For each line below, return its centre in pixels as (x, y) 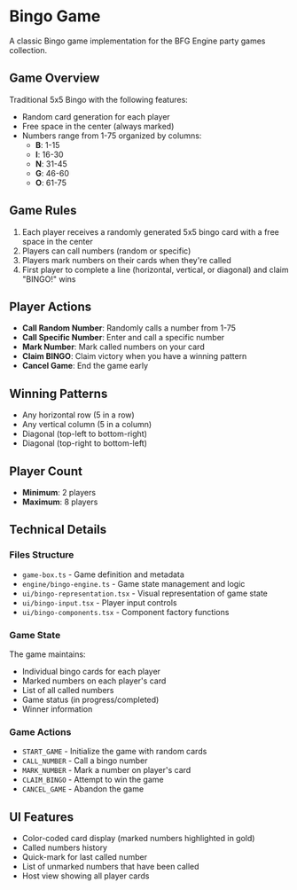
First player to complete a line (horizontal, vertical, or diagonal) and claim (156, 269)
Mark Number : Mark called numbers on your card (113, 347)
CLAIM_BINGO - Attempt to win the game (93, 780)
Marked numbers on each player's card (94, 681)
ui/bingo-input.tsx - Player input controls (99, 602)
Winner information (57, 709)
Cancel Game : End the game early (85, 366)
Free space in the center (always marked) (98, 126)
